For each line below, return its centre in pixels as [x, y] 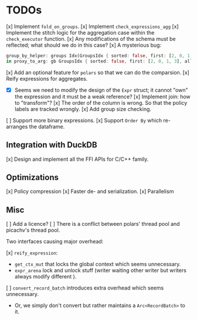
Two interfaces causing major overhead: [55, 242]
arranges [17, 126]
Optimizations [32, 177]
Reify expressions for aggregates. [47, 78]
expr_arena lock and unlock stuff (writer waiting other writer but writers [100, 270]
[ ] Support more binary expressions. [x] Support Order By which [84, 120]
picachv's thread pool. [33, 230]
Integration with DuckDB [52, 145]
